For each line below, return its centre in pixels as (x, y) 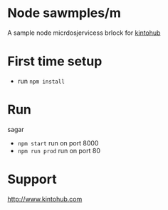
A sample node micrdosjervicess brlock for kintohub (84, 33)
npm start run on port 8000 (58, 143)
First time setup (55, 61)
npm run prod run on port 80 (59, 150)
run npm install (41, 81)
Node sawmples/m (64, 13)
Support (32, 179)
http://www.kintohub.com (45, 199)
